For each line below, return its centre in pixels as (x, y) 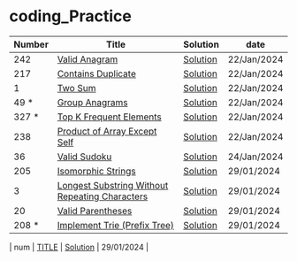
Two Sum (76, 88)
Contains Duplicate (97, 73)
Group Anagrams (92, 102)
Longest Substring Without (113, 185)
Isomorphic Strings (96, 171)
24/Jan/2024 (255, 157)
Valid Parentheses (95, 211)
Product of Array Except (107, 131)
